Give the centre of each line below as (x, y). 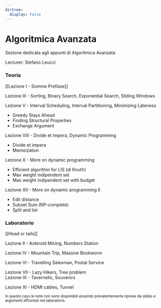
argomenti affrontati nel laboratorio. (36, 301)
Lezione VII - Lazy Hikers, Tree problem (46, 272)
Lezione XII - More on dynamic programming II (53, 190)
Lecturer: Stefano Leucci (31, 62)
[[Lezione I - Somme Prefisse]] (37, 86)
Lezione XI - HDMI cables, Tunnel (40, 287)
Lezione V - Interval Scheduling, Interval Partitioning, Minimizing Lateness (81, 105)
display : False (25, 14)
